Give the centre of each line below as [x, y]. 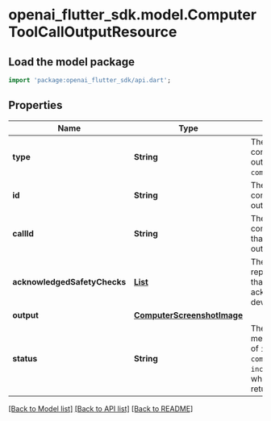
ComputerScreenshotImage [188, 315]
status [25, 358]
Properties [35, 105]
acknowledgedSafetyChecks [69, 281]
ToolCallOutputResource [93, 32]
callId [23, 233]
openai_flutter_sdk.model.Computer [132, 15]
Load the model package [72, 62]
